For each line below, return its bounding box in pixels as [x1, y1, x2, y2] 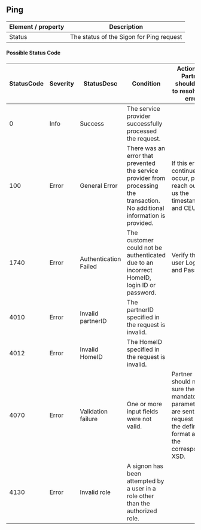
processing [126, 182, 159, 190]
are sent [171, 407, 194, 416]
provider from [126, 174, 166, 182]
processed [126, 127, 157, 135]
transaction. [126, 197, 160, 205]
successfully [126, 120, 163, 128]
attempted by [126, 477, 165, 485]
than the [126, 499, 151, 508]
